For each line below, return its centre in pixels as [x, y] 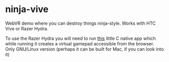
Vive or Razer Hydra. [27, 28]
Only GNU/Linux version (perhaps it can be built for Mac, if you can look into [84, 49]
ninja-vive [27, 9]
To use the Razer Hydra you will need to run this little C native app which [81, 38]
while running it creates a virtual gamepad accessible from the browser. [80, 43]
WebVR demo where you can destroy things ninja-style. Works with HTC [80, 23]
